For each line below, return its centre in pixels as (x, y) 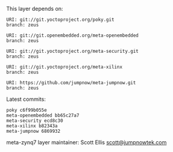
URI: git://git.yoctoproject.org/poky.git (60, 20)
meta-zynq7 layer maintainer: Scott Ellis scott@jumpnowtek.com (86, 142)
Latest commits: (26, 99)
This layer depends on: (35, 9)
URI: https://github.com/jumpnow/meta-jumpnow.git (71, 83)
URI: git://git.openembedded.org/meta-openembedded (72, 35)
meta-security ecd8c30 (35, 121)
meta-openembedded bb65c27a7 (43, 115)
